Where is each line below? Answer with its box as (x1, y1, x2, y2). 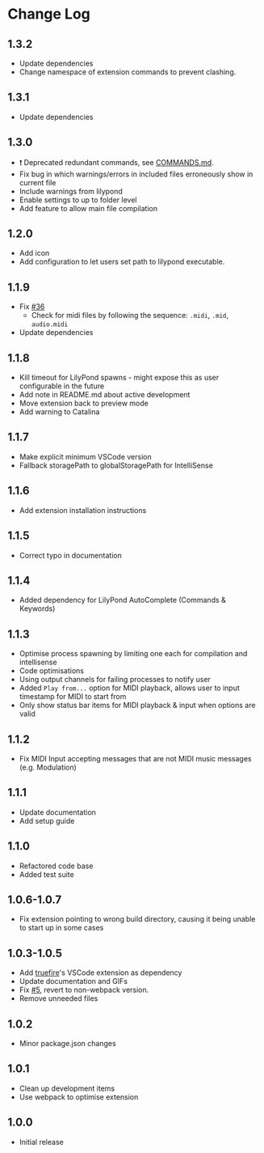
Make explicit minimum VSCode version (19, 451, 152, 461)
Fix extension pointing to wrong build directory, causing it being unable (19, 914, 256, 924)
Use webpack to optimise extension (19, 1092, 139, 1101)
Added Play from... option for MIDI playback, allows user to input (19, 683, 240, 693)
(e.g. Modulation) (19, 762, 78, 772)
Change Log (7, 5, 90, 23)
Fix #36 (19, 302, 45, 312)
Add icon (19, 248, 50, 258)
